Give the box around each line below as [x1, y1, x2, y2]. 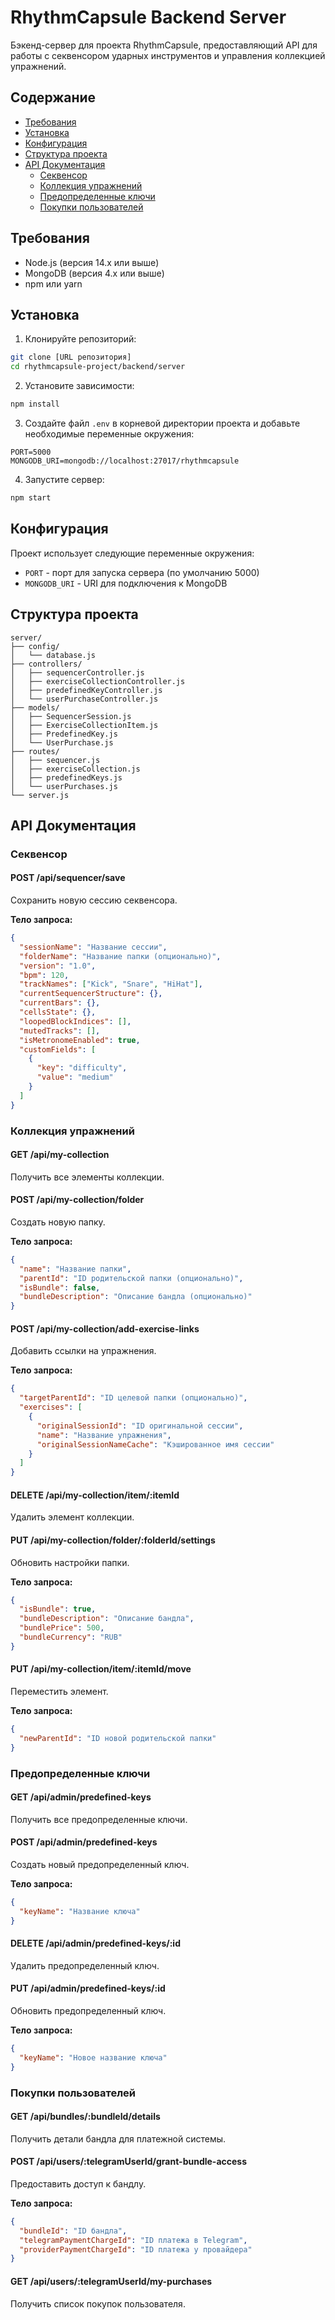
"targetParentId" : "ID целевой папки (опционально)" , [19, 1393, 248, 1403]
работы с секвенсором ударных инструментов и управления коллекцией [10, 49, 326, 61]
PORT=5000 [10, 447, 52, 457]
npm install [10, 399, 60, 410]
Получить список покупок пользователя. [10, 2297, 186, 2310]
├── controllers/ [10, 659, 83, 669]
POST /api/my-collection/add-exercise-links [10, 1322, 200, 1335]
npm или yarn [24, 277, 83, 290]
